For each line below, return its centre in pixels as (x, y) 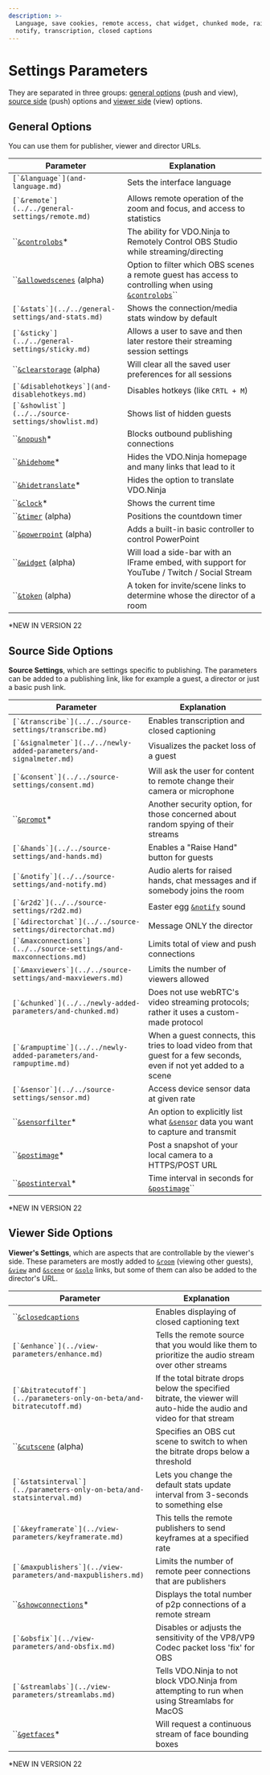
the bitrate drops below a (203, 1451)
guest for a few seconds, (195, 1055)
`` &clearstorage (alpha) (56, 369)
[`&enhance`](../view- (55, 1346)
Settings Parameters (78, 70)
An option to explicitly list (196, 1111)
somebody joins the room (196, 890)
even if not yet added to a (196, 1065)
